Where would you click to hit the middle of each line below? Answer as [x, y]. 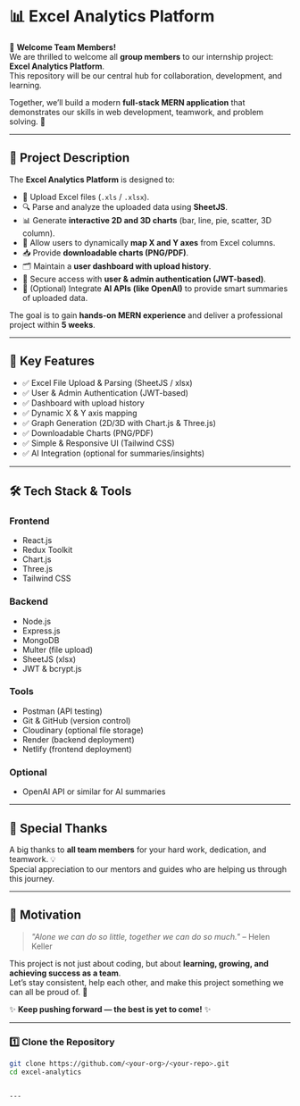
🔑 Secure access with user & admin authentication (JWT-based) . [144, 279]
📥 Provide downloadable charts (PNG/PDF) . [105, 252]
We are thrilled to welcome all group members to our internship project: [142, 56]
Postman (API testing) [62, 711]
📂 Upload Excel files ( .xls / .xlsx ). [86, 197]
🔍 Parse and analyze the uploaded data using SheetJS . [125, 206]
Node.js [37, 621]
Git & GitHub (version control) [76, 720]
